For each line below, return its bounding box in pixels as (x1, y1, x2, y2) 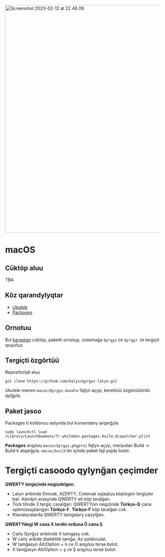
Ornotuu (5, 324, 31, 332)
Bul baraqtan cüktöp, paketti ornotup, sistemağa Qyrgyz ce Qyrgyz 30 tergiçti (5, 337, 160, 343)
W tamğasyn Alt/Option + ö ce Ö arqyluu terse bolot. (12, 541, 119, 547)
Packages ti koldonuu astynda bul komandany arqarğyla (5, 420, 119, 426)
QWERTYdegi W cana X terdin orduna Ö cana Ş (5, 522, 103, 527)
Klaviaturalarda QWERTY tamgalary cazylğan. (12, 512, 105, 518)
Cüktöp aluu (5, 263, 43, 272)
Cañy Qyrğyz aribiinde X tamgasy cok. (12, 531, 90, 537)
